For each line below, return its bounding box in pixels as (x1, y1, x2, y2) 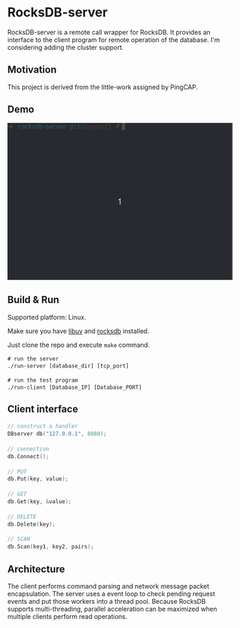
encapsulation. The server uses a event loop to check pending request (7, 589, 216, 598)
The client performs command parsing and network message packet (7, 582, 209, 591)
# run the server (7, 355, 59, 363)
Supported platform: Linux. (7, 313, 86, 321)
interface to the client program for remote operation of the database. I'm (7, 35, 220, 44)
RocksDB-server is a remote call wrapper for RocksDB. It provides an (7, 28, 211, 36)
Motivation (7, 64, 57, 76)
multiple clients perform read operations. (7, 612, 128, 621)
